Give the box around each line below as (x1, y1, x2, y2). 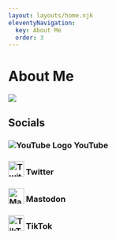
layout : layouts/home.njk (8, 11, 93, 20)
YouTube (73, 140, 109, 151)
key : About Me (15, 26, 62, 34)
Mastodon (25, 194, 66, 205)
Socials (8, 116, 46, 129)
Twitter (25, 166, 54, 177)
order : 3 (15, 33, 44, 42)
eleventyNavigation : (8, 19, 77, 27)
